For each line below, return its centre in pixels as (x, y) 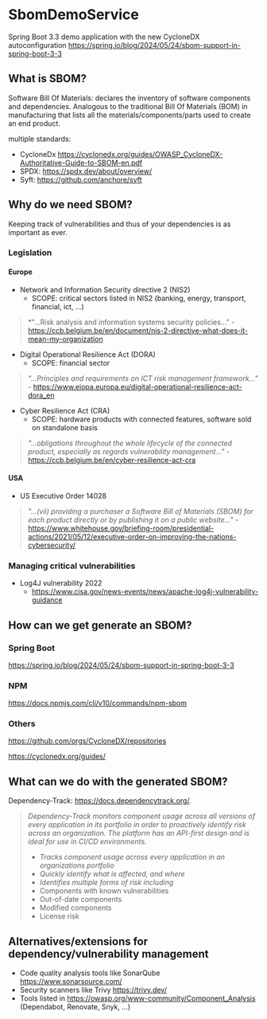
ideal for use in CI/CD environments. (87, 841)
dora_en (41, 395)
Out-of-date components (81, 899)
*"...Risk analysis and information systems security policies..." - (131, 322)
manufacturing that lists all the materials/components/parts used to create (130, 115)
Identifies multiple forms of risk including (106, 883)
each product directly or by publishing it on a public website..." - (133, 519)
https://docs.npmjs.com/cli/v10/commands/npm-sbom (98, 704)
